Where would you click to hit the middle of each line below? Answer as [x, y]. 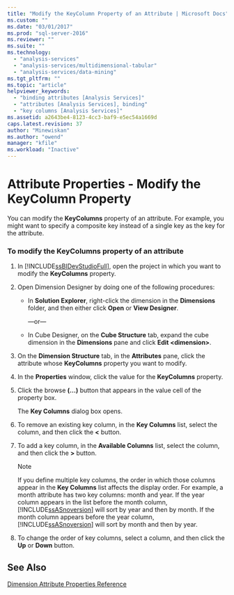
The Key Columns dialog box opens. [70, 411]
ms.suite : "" [26, 46]
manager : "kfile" [32, 144]
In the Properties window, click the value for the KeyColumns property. [120, 377]
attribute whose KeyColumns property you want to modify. [102, 364]
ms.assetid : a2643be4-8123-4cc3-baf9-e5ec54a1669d [82, 117]
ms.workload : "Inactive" [43, 150]
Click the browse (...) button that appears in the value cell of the [109, 390]
